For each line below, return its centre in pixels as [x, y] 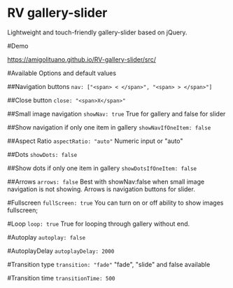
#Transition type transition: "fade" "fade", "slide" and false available [109, 264]
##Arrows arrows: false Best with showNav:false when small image [106, 181]
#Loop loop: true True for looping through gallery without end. [99, 224]
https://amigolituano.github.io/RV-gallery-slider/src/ [82, 59]
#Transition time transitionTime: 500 [61, 277]
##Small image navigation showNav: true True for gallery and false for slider [116, 114]
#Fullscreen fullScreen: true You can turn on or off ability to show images [115, 203]
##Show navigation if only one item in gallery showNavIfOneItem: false [109, 127]
